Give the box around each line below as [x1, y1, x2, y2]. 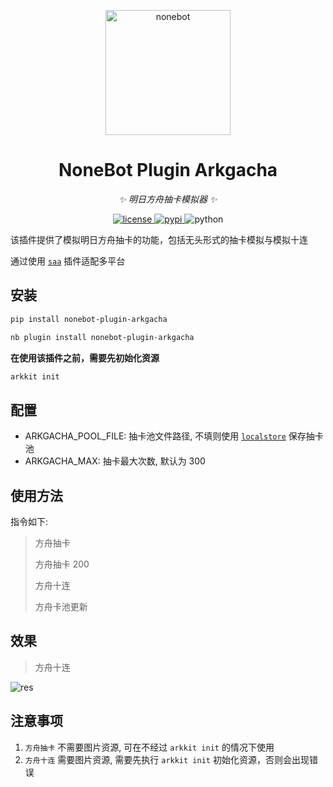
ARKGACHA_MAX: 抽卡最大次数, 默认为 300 [24, 455, 206, 467]
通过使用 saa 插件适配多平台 [10, 255, 126, 267]
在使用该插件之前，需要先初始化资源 [10, 351, 160, 364]
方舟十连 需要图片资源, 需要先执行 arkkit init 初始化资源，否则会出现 [24, 753, 310, 765]
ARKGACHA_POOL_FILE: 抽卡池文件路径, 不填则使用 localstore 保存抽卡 [24, 430, 324, 442]
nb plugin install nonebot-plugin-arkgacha [10, 332, 195, 342]
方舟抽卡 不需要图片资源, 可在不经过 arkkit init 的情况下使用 [24, 741, 275, 753]
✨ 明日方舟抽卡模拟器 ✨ [118, 193, 218, 205]
